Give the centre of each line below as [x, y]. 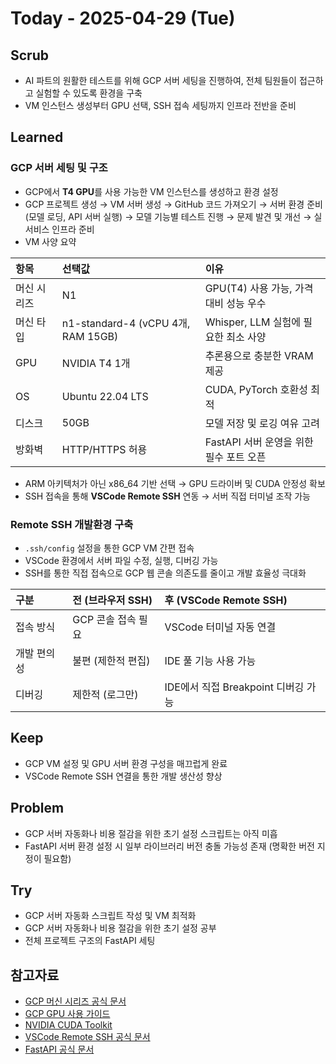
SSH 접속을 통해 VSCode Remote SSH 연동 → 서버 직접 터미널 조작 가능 [167, 496]
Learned [37, 137]
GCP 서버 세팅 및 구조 [59, 168]
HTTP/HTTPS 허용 [104, 449]
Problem [37, 808]
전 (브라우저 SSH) [112, 600]
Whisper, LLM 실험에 [252, 322]
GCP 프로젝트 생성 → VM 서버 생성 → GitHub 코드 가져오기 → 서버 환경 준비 [173, 204]
